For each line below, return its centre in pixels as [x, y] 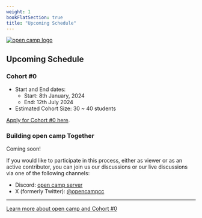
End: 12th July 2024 [49, 102]
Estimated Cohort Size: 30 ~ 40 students [65, 108]
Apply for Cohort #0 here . [38, 120]
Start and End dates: [40, 89]
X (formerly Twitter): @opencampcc [60, 192]
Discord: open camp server [49, 185]
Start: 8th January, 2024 [54, 96]
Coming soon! [23, 149]
